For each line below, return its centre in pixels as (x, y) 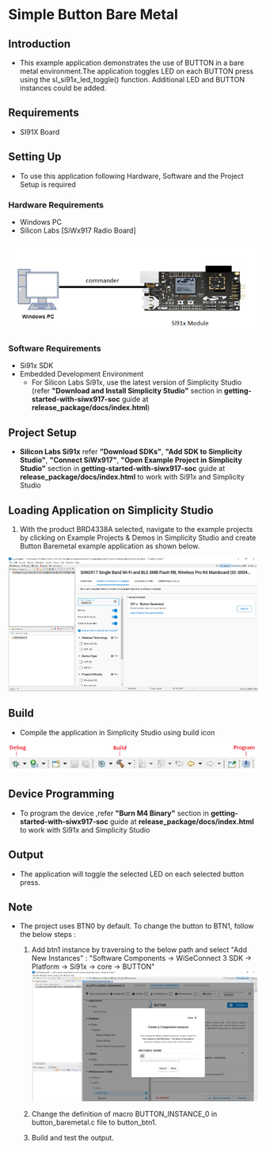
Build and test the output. (73, 1138)
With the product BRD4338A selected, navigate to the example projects (136, 529)
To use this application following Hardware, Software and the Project (131, 176)
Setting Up (35, 157)
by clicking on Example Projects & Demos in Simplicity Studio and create (138, 538)
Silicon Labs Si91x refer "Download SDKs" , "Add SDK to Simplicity (131, 452)
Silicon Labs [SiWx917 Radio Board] (78, 230)
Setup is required (48, 184)
